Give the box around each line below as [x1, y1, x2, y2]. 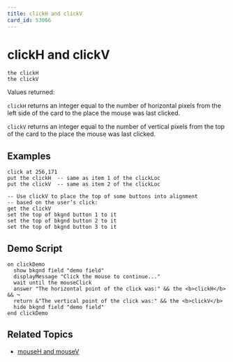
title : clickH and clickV [7, 10, 82, 17]
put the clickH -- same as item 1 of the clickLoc [7, 175, 160, 182]
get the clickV [7, 205, 52, 213]
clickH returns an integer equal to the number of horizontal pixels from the [7, 102, 222, 110]
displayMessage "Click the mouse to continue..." [13, 273, 160, 280]
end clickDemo [7, 310, 49, 317]
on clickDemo [7, 261, 45, 269]
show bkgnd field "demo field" [13, 267, 105, 274]
